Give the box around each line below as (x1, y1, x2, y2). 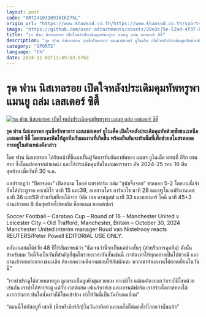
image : (6, 26, 23, 32)
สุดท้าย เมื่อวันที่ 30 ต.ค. (6, 167, 56, 175)
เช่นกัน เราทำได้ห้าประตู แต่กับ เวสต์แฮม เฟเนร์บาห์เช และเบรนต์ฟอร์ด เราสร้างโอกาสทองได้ (6, 283, 188, 291)
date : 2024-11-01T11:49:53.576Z (6, 55, 89, 61)
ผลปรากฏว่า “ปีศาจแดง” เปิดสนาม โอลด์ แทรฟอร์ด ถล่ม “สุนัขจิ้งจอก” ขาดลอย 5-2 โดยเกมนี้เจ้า (6, 179, 199, 187)
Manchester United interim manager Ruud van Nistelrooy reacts (6, 225, 167, 233)
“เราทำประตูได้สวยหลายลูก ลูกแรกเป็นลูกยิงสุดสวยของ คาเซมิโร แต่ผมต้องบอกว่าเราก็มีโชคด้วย (6, 277, 195, 284)
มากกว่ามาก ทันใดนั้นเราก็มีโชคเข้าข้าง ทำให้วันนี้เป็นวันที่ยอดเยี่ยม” (6, 291, 140, 298)
